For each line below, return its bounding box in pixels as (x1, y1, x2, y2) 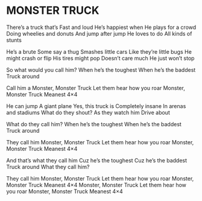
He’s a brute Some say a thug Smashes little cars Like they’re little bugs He (6, 48, 192, 55)
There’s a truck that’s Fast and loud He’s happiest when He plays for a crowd (6, 24, 197, 31)
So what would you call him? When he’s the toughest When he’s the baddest (6, 66, 196, 73)
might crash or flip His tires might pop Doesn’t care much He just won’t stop (6, 54, 195, 62)
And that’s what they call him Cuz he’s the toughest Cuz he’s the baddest (6, 156, 188, 164)
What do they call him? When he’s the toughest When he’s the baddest (6, 120, 182, 127)
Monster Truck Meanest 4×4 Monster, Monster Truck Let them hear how (6, 181, 187, 188)
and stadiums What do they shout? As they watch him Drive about (6, 109, 170, 116)
